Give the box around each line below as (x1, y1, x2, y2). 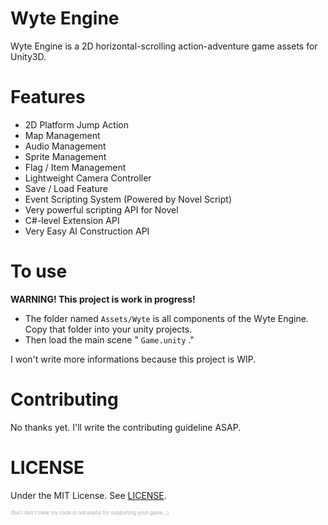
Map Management (24, 129, 101, 141)
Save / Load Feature (24, 182, 108, 194)
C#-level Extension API (24, 214, 120, 226)
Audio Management (24, 140, 107, 152)
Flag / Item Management (24, 161, 127, 173)
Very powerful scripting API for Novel (24, 203, 179, 216)
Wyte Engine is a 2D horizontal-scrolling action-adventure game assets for (10, 40, 318, 52)
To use (10, 260, 68, 283)
